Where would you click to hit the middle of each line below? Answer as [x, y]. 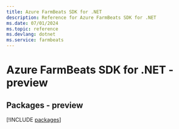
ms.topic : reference [33, 29]
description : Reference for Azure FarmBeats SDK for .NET [81, 18]
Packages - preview [45, 105]
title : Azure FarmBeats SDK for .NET [54, 12]
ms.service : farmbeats [35, 40]
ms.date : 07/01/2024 [33, 23]
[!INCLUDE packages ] [34, 120]
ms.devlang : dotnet [31, 35]
